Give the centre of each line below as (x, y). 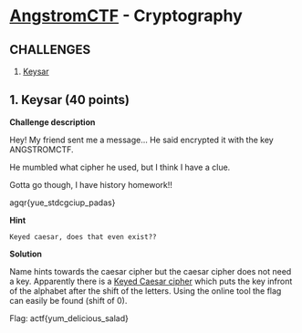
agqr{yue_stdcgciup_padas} (62, 203)
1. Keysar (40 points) (70, 100)
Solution (26, 254)
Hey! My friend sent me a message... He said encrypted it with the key (141, 140)
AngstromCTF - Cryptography (126, 16)
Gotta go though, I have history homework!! (91, 184)
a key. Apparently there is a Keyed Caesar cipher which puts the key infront (151, 281)
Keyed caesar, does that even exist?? (83, 237)
